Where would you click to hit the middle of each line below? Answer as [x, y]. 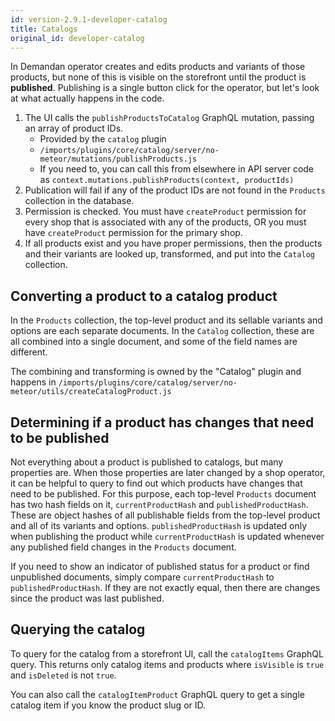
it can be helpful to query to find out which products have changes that [156, 483]
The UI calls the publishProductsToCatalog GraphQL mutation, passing [169, 118]
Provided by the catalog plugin [103, 139]
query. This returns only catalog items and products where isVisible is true [167, 664]
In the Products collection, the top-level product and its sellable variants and [166, 320]
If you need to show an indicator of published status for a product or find [160, 566]
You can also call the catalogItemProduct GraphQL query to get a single [158, 694]
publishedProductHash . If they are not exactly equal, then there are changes [165, 587]
